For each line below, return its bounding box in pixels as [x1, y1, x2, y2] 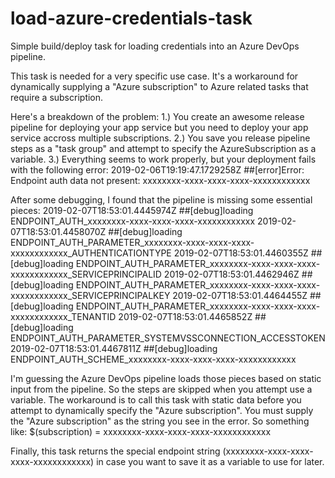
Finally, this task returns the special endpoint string [10, 445, 221, 457]
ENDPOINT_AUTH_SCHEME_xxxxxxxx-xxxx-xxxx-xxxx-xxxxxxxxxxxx [10, 353, 297, 365]
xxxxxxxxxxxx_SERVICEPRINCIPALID [10, 268, 162, 280]
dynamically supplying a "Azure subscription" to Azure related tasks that [10, 80, 309, 92]
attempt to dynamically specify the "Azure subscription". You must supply [10, 404, 314, 416]
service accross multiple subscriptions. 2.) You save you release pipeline [10, 132, 311, 144]
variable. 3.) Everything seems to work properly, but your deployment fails [10, 153, 317, 165]
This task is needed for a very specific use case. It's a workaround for [10, 70, 299, 82]
